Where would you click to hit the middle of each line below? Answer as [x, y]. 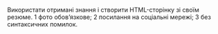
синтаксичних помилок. [43, 24]
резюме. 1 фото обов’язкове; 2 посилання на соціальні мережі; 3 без [109, 17]
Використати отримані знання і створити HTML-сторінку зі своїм [103, 10]
